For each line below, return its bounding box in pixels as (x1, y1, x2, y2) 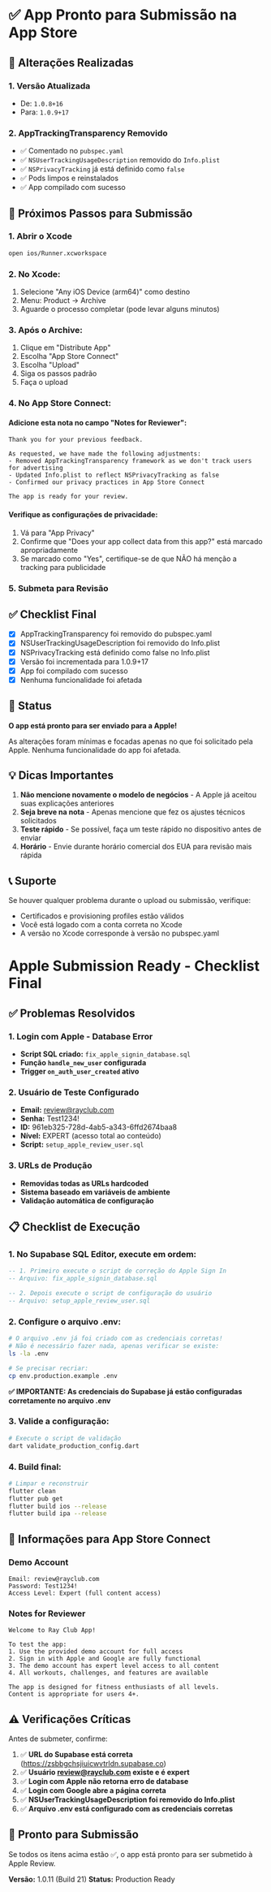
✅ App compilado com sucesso (19, 183, 126, 192)
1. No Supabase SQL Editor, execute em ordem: (8, 1248, 197, 1259)
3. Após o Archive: (8, 324, 84, 335)
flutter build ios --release (8, 1502, 107, 1510)
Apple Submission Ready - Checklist (8, 957, 260, 975)
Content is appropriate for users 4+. (8, 1691, 140, 1699)
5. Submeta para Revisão (8, 582, 109, 594)
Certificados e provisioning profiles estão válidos (19, 911, 184, 921)
